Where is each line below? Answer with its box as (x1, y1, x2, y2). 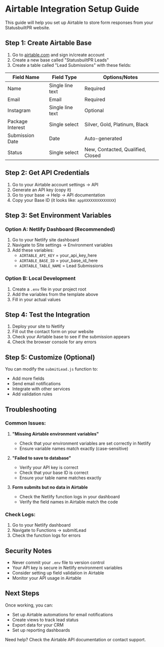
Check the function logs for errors (12, 532, 81, 538)
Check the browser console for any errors (12, 339, 97, 345)
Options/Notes (103, 74, 138, 80)
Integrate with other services (12, 386, 70, 392)
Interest (7, 124, 25, 131)
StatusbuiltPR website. (5, 24, 50, 30)
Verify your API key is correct (19, 464, 79, 470)
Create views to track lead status (12, 617, 79, 623)
